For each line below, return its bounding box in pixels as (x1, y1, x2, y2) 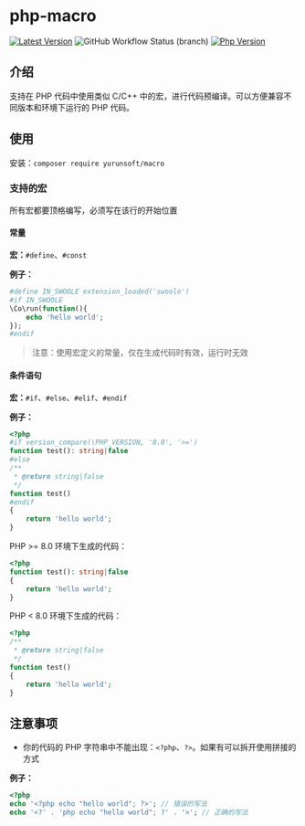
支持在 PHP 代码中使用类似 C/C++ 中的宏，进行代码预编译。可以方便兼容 (9, 90, 285, 101)
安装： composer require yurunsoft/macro (9, 157, 165, 168)
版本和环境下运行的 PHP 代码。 (16, 101, 135, 112)
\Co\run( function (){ (9, 303, 89, 313)
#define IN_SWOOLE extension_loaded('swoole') (9, 287, 190, 297)
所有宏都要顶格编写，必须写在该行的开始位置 (9, 205, 178, 216)
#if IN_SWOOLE (9, 295, 64, 304)
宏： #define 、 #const (9, 249, 88, 260)
